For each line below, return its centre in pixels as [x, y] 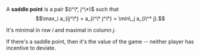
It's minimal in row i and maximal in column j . [61, 30]
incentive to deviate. [31, 48]
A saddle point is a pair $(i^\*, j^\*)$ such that [63, 9]
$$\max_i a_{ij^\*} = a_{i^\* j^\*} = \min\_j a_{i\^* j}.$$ [100, 18]
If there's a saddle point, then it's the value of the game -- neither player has [100, 41]
